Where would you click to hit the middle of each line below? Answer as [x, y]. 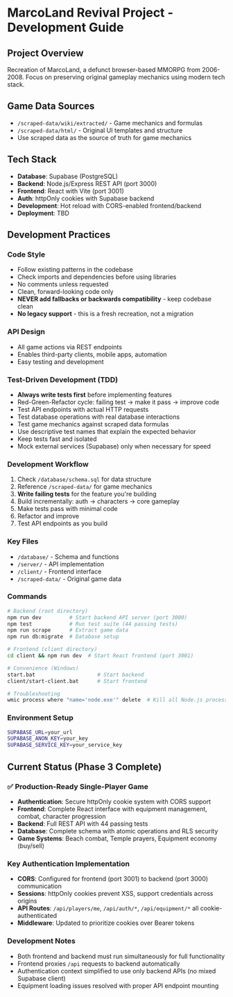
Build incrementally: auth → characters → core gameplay [98, 501]
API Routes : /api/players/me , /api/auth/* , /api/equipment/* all [108, 908]
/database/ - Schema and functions [68, 557]
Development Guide [66, 27]
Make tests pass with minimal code [67, 509]
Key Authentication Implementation [69, 863]
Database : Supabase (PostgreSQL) [68, 176]
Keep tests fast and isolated [57, 439]
